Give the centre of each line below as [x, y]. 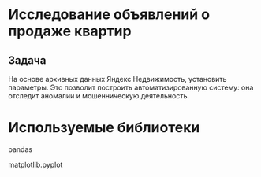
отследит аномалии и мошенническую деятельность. [99, 96]
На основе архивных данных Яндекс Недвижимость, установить [117, 79]
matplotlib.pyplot [35, 164]
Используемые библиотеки [104, 128]
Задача [27, 60]
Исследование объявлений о [109, 15]
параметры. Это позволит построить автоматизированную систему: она [131, 87]
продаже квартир [70, 31]
